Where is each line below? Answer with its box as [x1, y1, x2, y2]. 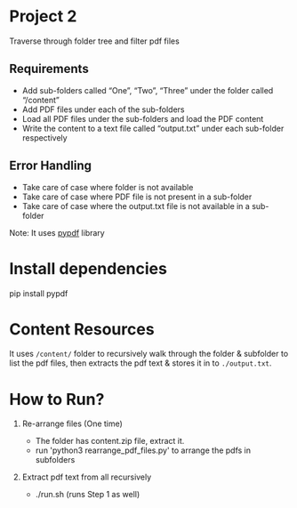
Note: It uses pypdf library [9, 227, 105, 238]
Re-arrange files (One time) [21, 418, 123, 429]
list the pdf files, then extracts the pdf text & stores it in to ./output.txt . [9, 358, 272, 368]
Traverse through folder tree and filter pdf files [9, 36, 180, 46]
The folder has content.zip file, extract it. [35, 436, 185, 447]
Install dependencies [9, 258, 167, 278]
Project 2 [9, 6, 77, 27]
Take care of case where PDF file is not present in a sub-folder [21, 191, 253, 202]
